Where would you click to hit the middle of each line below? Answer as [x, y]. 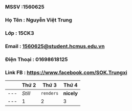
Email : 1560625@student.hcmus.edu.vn [55, 46]
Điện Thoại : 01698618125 [36, 59]
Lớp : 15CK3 [20, 33]
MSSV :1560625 [25, 7]
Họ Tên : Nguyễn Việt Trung [39, 20]
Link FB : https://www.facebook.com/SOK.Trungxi [66, 72]
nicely [71, 93]
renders [50, 93]
